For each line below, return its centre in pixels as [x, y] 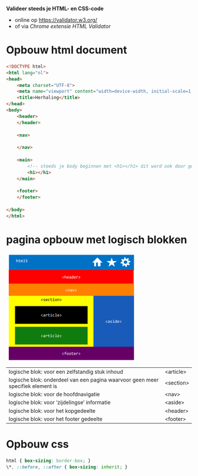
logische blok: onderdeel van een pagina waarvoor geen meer [84, 380]
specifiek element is [33, 386]
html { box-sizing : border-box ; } [49, 461]
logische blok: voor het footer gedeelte [56, 419]
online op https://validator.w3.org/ [56, 20]
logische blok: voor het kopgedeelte [52, 410]
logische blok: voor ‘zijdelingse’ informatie [60, 402]
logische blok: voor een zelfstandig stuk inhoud [66, 371]
